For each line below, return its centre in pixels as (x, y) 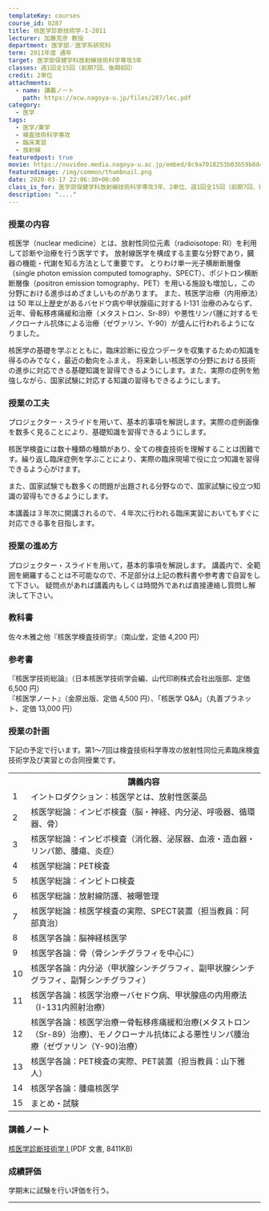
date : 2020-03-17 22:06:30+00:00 (64, 180)
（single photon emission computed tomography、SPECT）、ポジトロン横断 (133, 272)
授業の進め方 (33, 546)
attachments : (30, 83)
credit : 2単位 (31, 75)
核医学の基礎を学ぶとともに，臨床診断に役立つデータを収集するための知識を (134, 350)
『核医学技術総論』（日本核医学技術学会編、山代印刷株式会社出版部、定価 (129, 679)
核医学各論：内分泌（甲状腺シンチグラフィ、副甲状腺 (131, 968)
